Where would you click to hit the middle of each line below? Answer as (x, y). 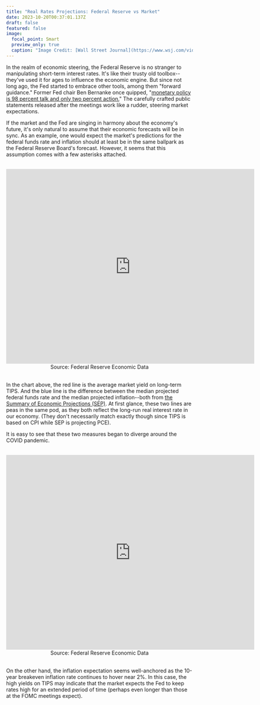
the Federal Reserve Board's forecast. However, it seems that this (86, 148)
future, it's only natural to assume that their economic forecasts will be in (95, 129)
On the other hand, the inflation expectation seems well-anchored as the (94, 671)
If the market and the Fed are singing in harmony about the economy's (92, 123)
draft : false (22, 23)
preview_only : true (36, 45)
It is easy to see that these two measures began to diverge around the (92, 434)
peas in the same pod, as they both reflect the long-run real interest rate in (97, 409)
